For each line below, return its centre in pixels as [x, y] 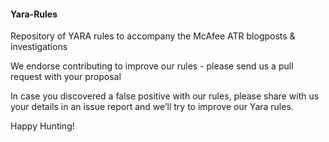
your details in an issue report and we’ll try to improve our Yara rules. [152, 107]
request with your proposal [66, 77]
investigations [39, 47]
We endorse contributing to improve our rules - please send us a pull [152, 66]
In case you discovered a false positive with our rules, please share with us [165, 96]
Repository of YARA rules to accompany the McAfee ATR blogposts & [153, 36]
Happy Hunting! [42, 126]
